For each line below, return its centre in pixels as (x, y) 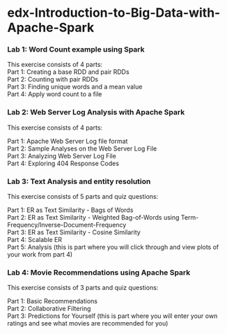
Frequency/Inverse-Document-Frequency (67, 225)
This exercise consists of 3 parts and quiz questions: (83, 288)
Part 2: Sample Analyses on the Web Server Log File (82, 149)
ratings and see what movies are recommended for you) (88, 324)
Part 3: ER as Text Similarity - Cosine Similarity (74, 232)
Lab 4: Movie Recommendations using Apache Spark (99, 272)
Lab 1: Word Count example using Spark (76, 50)
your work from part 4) (40, 255)
